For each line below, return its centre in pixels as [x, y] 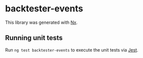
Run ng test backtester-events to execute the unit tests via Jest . [72, 50]
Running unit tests [34, 38]
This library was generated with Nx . [41, 22]
